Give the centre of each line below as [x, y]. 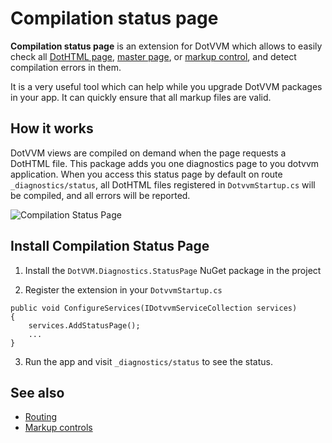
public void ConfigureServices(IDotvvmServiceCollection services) [154, 308]
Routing [41, 417]
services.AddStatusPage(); [84, 325]
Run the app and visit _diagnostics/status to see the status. [148, 361]
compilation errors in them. [66, 67]
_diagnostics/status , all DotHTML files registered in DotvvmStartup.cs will [163, 184]
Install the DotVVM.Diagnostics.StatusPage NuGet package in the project [173, 270]
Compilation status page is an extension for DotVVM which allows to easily [166, 46]
